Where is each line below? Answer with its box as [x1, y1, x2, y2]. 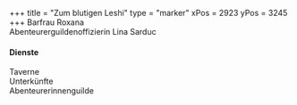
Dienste [9, 46, 39, 57]
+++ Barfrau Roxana [9, 17, 85, 28]
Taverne [9, 67, 40, 77]
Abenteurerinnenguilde [9, 85, 94, 96]
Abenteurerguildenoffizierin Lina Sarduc [9, 27, 157, 36]
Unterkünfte [9, 76, 54, 87]
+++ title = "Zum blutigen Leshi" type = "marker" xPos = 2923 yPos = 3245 [9, 8, 288, 18]
